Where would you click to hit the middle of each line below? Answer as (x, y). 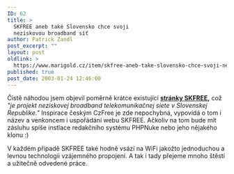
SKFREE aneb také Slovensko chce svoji (71, 26)
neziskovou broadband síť (51, 33)
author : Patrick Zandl (40, 40)
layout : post (26, 53)
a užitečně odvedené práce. (47, 164)
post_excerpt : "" (32, 46)
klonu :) (18, 135)
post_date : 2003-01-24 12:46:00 (54, 78)
